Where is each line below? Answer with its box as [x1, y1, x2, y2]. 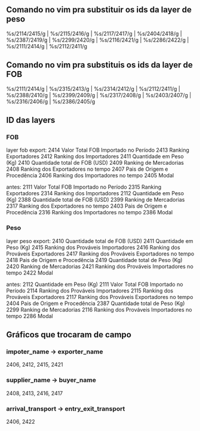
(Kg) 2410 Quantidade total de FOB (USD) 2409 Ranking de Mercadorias [6, 159, 184, 167]
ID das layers [6, 115, 56, 125]
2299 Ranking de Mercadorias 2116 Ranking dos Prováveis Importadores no [6, 306, 192, 313]
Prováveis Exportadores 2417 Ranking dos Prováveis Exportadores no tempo [6, 250, 195, 257]
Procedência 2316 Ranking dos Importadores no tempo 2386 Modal [6, 209, 173, 216]
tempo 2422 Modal [6, 269, 54, 276]
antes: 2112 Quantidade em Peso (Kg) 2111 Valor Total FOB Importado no [6, 281, 183, 288]
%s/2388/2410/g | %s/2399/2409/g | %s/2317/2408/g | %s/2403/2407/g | [6, 91, 192, 98]
